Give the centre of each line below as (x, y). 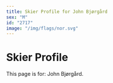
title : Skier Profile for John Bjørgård (57, 12)
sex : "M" (17, 17)
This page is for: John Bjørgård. (45, 74)
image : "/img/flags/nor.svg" (42, 28)
